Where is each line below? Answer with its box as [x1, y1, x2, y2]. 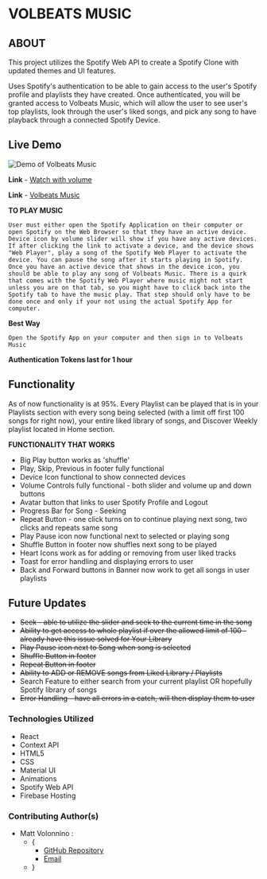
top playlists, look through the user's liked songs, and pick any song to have [8, 107, 257, 116]
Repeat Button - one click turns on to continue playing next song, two [19, 514, 248, 523]
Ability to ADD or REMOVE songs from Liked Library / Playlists [19, 668, 222, 678]
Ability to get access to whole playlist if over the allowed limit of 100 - [19, 626, 247, 636]
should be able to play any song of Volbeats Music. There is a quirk [8, 270, 247, 278]
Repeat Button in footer [19, 659, 97, 669]
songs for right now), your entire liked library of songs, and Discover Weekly [8, 415, 258, 426]
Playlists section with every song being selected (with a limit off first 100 [8, 407, 245, 417]
